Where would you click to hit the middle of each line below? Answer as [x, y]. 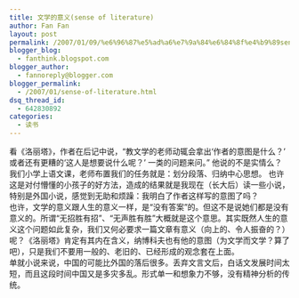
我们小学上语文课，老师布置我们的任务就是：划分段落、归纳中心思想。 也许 [147, 173]
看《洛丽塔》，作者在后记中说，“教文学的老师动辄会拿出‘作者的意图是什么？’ [148, 151]
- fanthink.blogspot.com [63, 59]
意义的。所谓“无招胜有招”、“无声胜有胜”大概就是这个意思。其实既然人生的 [145, 218]
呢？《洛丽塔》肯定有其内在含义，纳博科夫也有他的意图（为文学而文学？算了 [149, 240]
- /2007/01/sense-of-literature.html [87, 92]
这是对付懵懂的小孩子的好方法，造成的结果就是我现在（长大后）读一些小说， [149, 185]
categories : [31, 117]
